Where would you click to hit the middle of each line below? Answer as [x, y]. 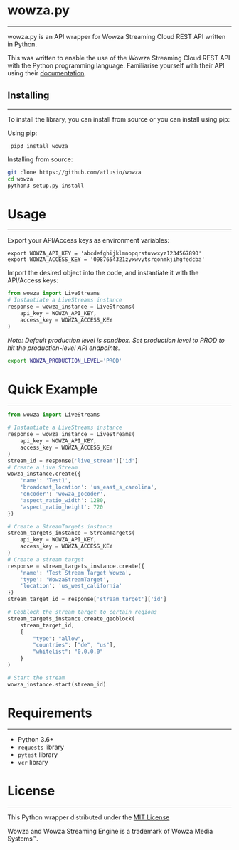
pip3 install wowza [39, 146]
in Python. [22, 44]
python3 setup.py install [46, 186]
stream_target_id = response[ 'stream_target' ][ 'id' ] [87, 600]
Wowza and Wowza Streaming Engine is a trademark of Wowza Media [110, 831]
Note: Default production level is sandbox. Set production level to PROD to [116, 340]
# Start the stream [36, 678]
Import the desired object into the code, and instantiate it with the [103, 273]
